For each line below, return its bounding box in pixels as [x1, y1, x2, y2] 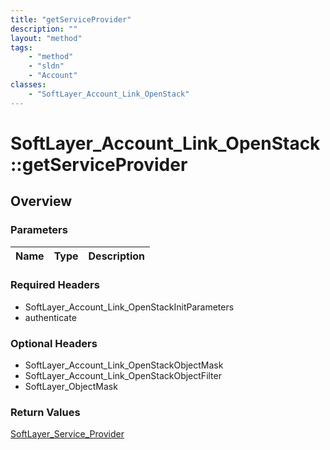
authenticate [24, 311, 77, 323]
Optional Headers [10, 336, 98, 350]
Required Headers [10, 278, 100, 292]
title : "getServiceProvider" [10, 14, 132, 25]
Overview [10, 193, 73, 210]
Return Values [10, 406, 81, 420]
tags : [10, 42, 33, 53]
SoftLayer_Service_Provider [10, 428, 125, 440]
